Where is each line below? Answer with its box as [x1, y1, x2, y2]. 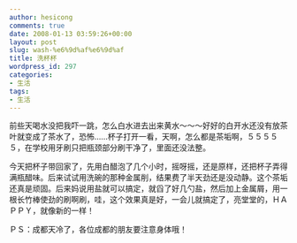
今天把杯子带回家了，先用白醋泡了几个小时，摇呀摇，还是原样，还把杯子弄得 [9, 161, 288, 172]
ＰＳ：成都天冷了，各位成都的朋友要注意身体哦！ [9, 224, 187, 235]
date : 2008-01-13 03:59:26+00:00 [9, 29, 133, 38]
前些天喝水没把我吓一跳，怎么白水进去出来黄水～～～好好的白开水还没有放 [9, 120, 280, 131]
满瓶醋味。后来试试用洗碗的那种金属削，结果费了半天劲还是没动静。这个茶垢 [9, 172, 288, 183]
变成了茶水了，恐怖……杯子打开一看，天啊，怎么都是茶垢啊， [24, 132, 247, 142]
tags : [9, 87, 29, 95]
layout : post [9, 37, 57, 47]
